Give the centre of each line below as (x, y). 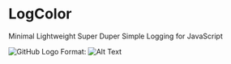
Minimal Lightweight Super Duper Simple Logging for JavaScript (115, 36)
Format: (73, 51)
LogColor (40, 14)
